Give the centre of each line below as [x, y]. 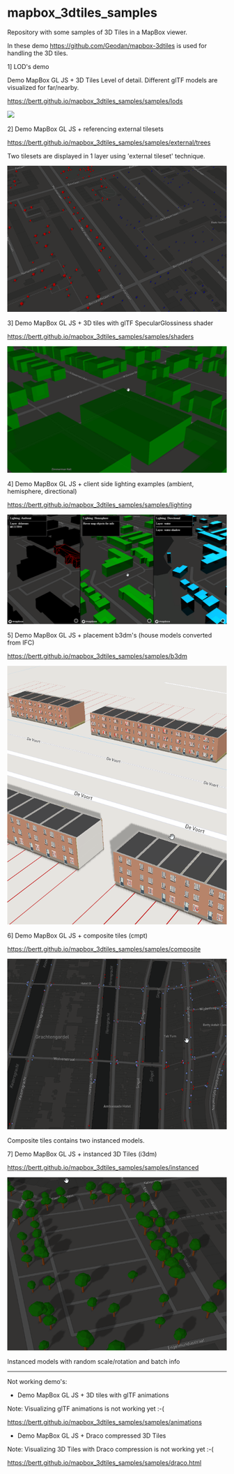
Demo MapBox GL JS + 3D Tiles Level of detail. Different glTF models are [112, 80]
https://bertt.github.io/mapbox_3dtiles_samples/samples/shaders [101, 336]
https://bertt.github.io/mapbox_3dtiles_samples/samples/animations [104, 1422]
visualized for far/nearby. [43, 87]
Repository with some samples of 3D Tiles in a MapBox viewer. [97, 32]
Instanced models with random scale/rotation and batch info [94, 1362]
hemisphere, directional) [42, 491]
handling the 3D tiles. [38, 53]
